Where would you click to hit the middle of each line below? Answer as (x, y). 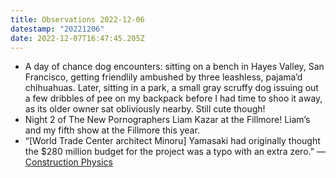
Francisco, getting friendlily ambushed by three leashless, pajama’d (163, 77)
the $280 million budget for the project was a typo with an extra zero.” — (175, 152)
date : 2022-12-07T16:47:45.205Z (77, 38)
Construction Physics (68, 162)
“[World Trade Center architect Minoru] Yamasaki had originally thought (172, 141)
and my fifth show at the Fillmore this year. (112, 130)
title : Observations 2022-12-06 (77, 19)
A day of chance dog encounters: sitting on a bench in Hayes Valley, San (174, 67)
